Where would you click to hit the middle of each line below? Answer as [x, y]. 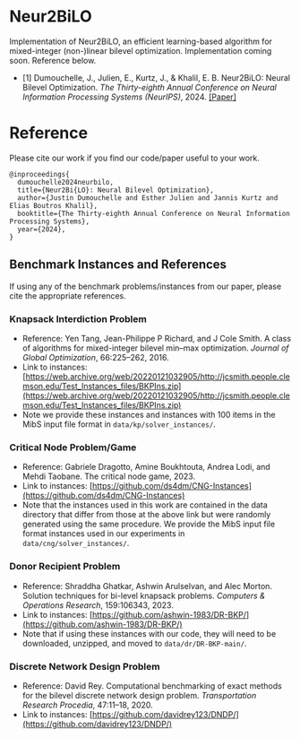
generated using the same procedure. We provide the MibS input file [149, 524]
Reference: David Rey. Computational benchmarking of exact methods [152, 686]
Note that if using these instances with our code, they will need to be [149, 633]
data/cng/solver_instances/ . [76, 543]
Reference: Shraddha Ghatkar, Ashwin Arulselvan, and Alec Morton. [147, 586]
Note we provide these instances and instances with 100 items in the [149, 414]
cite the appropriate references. [68, 295]
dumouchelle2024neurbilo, [66, 182]
